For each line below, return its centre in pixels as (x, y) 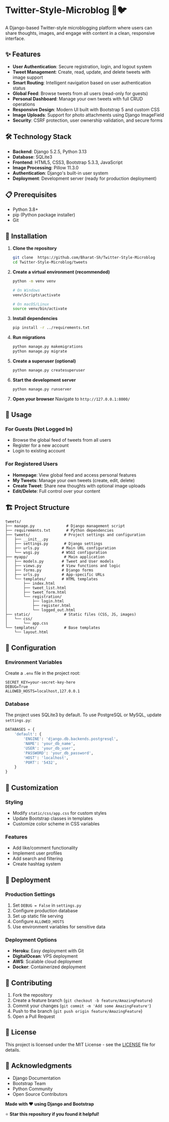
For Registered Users (32, 464)
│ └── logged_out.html (40, 610)
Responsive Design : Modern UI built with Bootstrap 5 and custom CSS (86, 109)
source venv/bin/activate (40, 309)
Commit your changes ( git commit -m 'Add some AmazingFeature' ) (82, 1006)
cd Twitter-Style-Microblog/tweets (50, 262)
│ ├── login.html (35, 601)
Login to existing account (39, 451)
